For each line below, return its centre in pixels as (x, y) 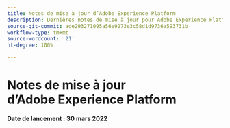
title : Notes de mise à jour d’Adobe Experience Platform (91, 13)
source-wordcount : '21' (41, 39)
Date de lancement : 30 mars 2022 (57, 118)
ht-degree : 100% (30, 45)
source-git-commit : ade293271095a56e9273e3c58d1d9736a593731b (98, 26)
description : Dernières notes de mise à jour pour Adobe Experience (107, 20)
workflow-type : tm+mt (38, 33)
